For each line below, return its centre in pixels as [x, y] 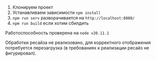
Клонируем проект [33, 7]
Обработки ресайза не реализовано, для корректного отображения [78, 42]
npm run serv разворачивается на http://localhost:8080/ [73, 18]
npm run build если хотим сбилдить [50, 23]
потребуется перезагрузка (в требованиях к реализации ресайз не [77, 48]
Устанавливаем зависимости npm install [56, 12]
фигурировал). [21, 53]
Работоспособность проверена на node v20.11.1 [57, 33]
